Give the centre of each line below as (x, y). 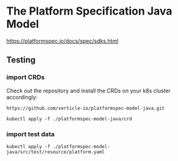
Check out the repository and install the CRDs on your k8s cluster (88, 91)
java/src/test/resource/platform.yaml (55, 152)
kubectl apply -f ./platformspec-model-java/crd (69, 119)
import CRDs (26, 77)
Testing (21, 60)
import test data (30, 134)
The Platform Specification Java (89, 11)
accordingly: (22, 97)
